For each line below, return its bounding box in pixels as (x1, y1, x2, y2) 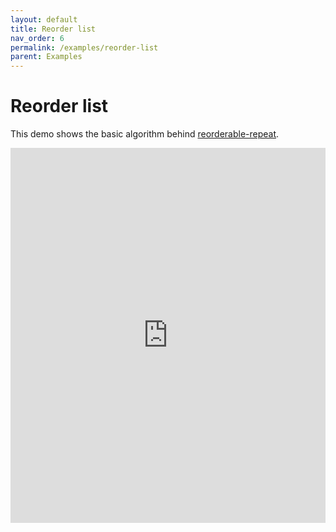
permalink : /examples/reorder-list (10, 42, 159, 53)
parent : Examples (10, 52, 83, 62)
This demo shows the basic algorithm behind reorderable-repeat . (10, 128, 280, 140)
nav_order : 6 (10, 33, 65, 43)
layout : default (10, 14, 78, 25)
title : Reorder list (10, 24, 97, 34)
